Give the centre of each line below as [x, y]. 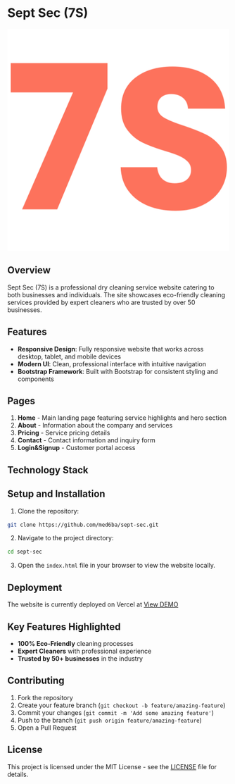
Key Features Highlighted [64, 627]
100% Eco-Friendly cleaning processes [75, 643]
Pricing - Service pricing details [64, 433]
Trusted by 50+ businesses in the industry [80, 658]
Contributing [36, 681]
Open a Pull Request [47, 728]
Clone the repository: [48, 511]
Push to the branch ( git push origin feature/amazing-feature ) [109, 720]
